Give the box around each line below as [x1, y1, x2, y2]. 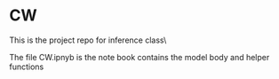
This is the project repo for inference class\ [9, 35, 167, 45]
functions [9, 61, 44, 72]
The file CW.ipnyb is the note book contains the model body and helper [9, 51, 270, 62]
